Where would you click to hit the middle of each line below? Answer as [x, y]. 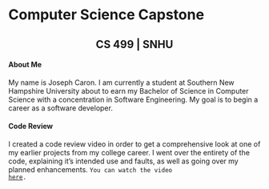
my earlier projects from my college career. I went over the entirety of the [129, 152]
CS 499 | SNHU [134, 44]
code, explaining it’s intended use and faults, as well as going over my [123, 161]
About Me [25, 65]
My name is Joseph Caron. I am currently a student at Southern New [121, 82]
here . [17, 177]
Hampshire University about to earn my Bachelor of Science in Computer [129, 90]
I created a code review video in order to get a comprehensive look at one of [134, 144]
